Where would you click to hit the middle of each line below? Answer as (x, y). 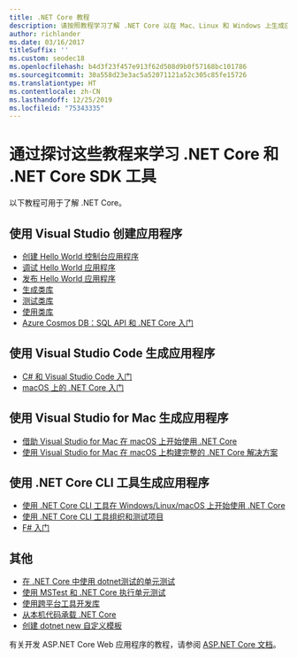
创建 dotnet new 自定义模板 (72, 626)
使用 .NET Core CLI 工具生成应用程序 (109, 483)
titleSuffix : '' (39, 50)
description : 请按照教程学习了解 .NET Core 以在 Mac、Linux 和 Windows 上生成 (147, 26)
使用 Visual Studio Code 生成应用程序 (112, 354)
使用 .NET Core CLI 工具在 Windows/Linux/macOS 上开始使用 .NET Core (153, 506)
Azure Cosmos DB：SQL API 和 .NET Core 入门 (108, 323)
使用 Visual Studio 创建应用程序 (96, 233)
